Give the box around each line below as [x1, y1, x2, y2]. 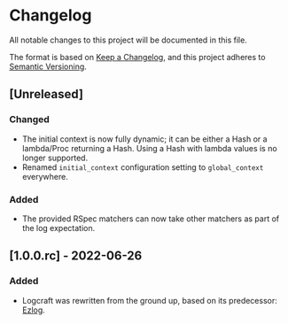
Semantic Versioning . [9, 61, 87, 72]
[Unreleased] [9, 87, 84, 102]
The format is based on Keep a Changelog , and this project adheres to [9, 51, 266, 62]
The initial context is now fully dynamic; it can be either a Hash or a [21, 134, 268, 144]
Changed [9, 113, 51, 126]
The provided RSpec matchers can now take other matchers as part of [21, 213, 280, 224]
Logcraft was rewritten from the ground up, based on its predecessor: [21, 295, 277, 305]
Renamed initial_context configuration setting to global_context [21, 161, 264, 173]
